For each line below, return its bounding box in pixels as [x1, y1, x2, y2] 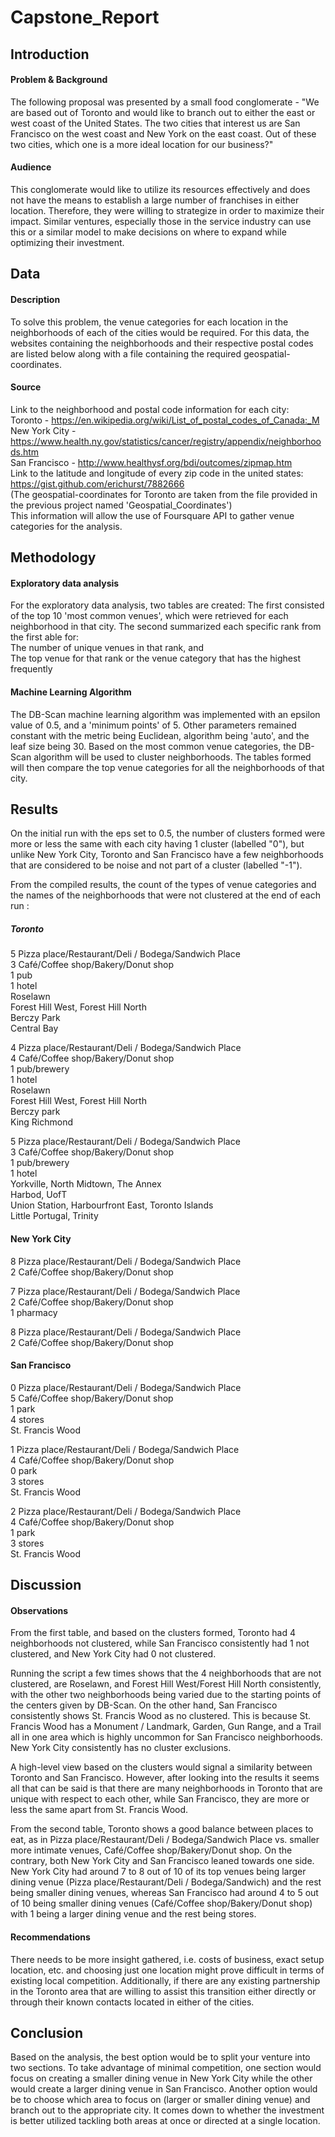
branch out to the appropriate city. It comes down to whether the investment [10, 2104, 325, 2116]
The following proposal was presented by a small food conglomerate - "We [10, 96, 320, 108]
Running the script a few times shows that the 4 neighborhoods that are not [10, 1667, 322, 1680]
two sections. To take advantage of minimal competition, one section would [10, 2062, 322, 2074]
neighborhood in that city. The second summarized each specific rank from [10, 621, 322, 633]
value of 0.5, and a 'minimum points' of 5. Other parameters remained [10, 719, 297, 731]
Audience [10, 161, 52, 173]
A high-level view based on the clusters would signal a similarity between [10, 1761, 313, 1773]
